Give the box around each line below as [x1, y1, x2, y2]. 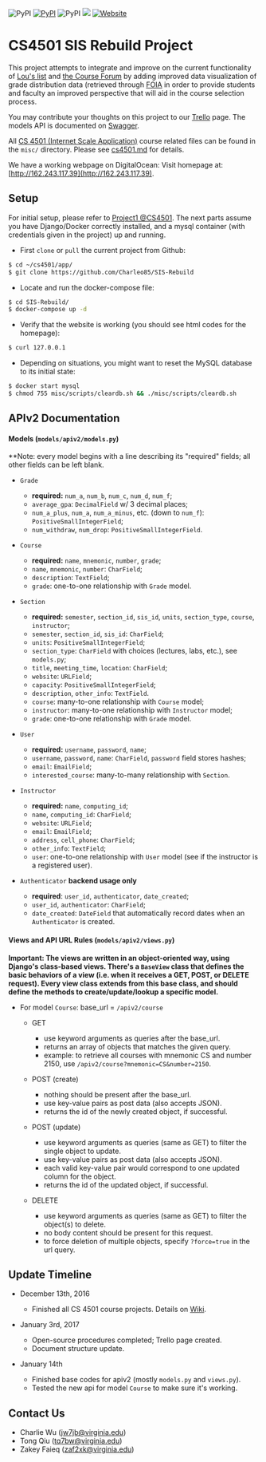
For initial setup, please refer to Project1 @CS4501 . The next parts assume [8, 212, 252, 223]
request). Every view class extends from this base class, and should [8, 978, 239, 988]
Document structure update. [31, 1344, 125, 1353]
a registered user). [31, 860, 93, 870]
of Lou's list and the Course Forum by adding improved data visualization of [8, 71, 257, 81]
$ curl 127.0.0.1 [8, 344, 66, 352]
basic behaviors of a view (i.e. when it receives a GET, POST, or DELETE [8, 970, 249, 979]
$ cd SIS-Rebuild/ [8, 298, 69, 306]
